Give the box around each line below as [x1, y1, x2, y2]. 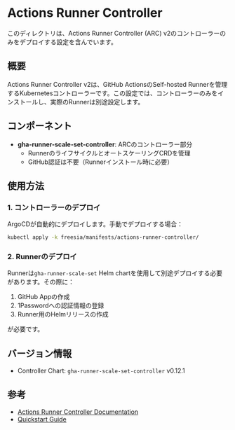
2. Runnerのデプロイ [7, 252, 77, 262]
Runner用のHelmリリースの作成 [17, 310, 109, 319]
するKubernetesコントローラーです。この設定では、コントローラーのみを [7, 89, 218, 97]
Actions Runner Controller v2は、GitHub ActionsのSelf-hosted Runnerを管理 [7, 80, 228, 88]
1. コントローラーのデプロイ [7, 202, 101, 212]
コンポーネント [7, 120, 72, 132]
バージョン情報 [7, 347, 72, 359]
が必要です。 [7, 325, 44, 333]
